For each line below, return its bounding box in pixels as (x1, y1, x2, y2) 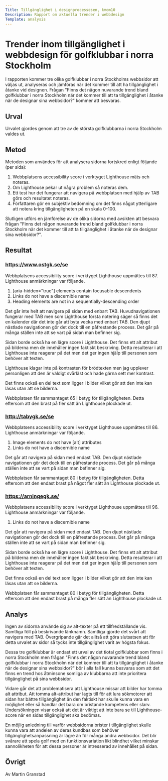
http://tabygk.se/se (5, 413, 54, 420)
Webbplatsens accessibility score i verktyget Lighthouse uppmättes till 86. (5, 424, 159, 430)
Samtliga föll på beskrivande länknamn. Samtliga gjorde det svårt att (5, 629, 146, 635)
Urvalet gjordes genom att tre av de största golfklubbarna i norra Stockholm (5, 126, 162, 132)
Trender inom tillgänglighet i (5, 38, 125, 50)
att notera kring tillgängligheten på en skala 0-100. (12, 205, 117, 211)
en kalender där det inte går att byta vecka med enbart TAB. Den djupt (5, 318, 150, 324)
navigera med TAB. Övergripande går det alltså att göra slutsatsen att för (5, 634, 155, 640)
